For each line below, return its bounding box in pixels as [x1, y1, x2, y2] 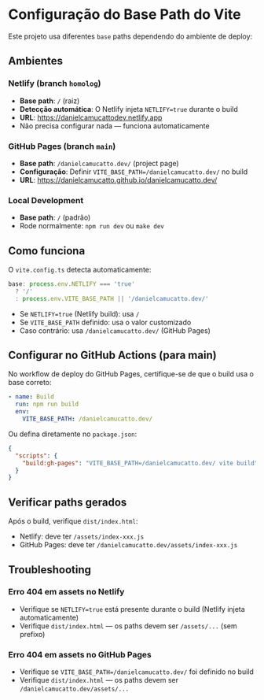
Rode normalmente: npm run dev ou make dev [19, 221, 165, 231]
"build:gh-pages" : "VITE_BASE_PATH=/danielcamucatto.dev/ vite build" [22, 459, 258, 467]
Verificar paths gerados [8, 495, 127, 509]
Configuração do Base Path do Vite [8, 6, 241, 24]
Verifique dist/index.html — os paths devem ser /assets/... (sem [19, 620, 237, 631]
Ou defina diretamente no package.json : [8, 429, 137, 439]
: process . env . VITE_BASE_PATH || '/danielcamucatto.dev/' [15, 294, 210, 302]
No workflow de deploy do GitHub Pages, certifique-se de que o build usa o [8, 369, 254, 379]
